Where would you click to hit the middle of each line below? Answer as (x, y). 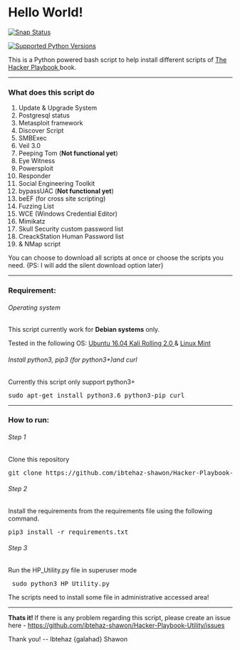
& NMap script (40, 244)
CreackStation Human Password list (71, 236)
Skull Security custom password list (71, 229)
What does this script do (51, 92)
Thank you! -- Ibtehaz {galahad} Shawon (68, 639)
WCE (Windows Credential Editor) (68, 214)
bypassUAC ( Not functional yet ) (66, 191)
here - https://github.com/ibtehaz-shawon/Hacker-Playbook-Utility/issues (116, 625)
